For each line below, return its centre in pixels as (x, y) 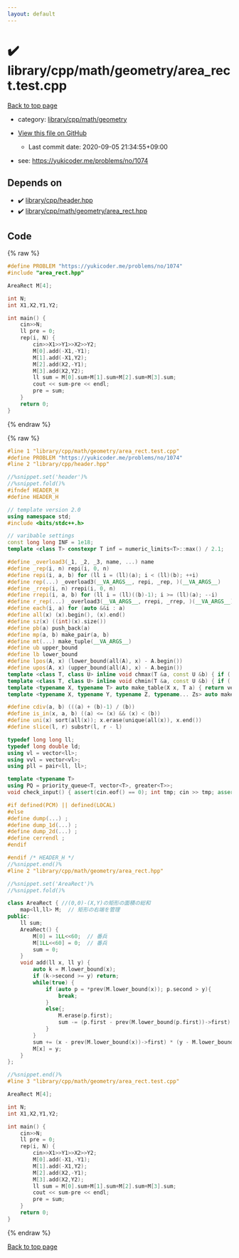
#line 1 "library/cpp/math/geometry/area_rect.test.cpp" (94, 451)
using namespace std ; (39, 517)
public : (19, 916)
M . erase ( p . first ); (85, 1016)
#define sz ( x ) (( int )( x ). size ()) (57, 621)
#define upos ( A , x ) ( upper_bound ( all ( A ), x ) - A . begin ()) (95, 668)
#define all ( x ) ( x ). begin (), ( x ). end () (67, 615)
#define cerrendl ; (36, 838)
